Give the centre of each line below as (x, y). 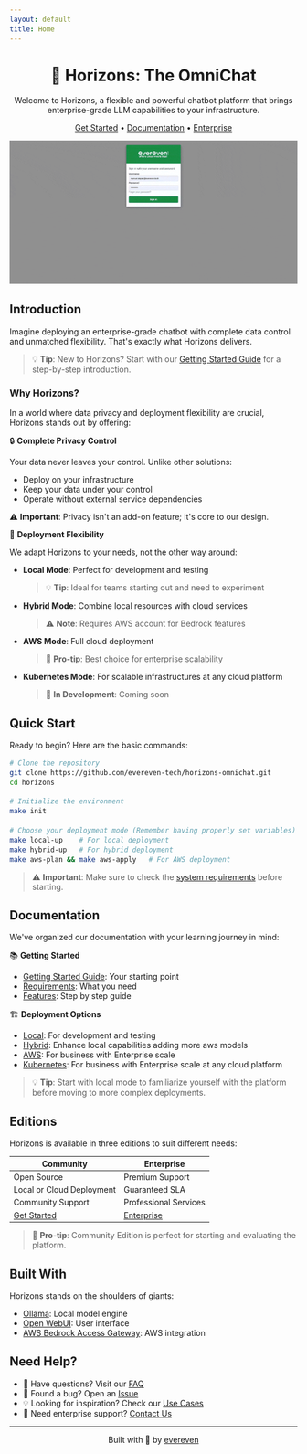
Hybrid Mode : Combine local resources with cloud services (135, 606)
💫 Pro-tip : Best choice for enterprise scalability (134, 659)
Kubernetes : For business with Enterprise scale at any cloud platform (153, 1065)
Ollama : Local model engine (75, 1313)
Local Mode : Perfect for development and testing (116, 570)
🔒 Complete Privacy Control (63, 441)
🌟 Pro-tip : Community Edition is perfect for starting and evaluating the (164, 1236)
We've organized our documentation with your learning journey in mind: (144, 938)
